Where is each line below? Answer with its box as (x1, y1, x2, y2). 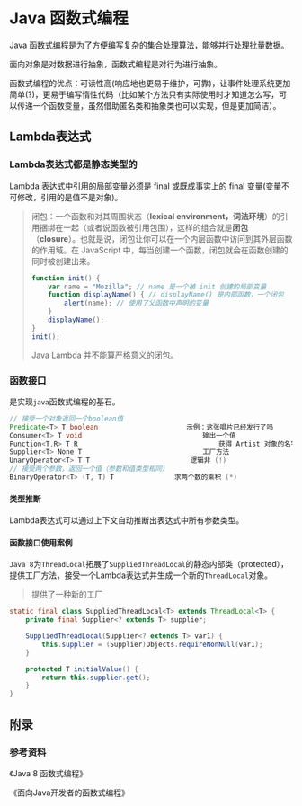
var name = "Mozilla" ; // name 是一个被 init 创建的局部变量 (48, 282, 267, 291)
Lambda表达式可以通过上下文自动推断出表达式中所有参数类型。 (9, 515, 244, 526)
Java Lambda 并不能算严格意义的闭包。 (31, 350, 179, 360)
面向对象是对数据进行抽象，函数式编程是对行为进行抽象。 (9, 58, 222, 69)
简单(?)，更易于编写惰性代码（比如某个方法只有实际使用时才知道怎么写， (9, 89, 280, 100)
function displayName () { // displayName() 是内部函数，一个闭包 (48, 290, 285, 299)
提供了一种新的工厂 (31, 589, 103, 600)
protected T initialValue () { (25, 664, 139, 674)
